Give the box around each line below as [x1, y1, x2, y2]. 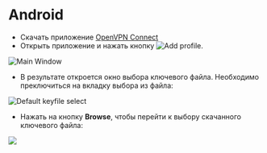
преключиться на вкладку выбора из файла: [19, 81, 173, 90]
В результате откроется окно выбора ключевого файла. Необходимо [19, 72, 260, 81]
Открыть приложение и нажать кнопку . [19, 40, 204, 50]
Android [8, 6, 65, 24]
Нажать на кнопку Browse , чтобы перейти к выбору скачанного [19, 111, 242, 122]
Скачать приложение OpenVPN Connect [19, 32, 159, 42]
